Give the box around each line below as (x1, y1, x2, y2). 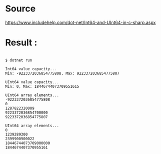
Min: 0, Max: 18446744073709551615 (5, 84, 79, 89)
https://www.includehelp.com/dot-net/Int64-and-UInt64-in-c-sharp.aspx (5, 19, 156, 25)
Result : (5, 37, 37, 48)
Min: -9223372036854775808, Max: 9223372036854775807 (5, 71, 120, 76)
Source (5, 3, 36, 14)
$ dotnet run (5, 58, 32, 63)
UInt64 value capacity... (5, 79, 59, 85)
